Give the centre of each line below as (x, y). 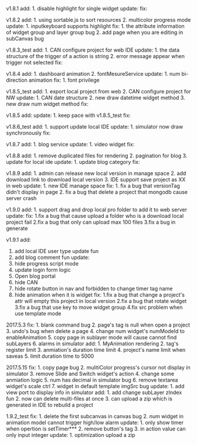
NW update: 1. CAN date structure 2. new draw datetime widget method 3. (96, 97)
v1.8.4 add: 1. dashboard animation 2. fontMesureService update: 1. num (93, 74)
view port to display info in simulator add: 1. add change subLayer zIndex (94, 392)
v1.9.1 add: (18, 240)
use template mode (38, 313)
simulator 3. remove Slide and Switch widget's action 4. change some (90, 374)
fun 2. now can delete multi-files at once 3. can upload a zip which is (89, 398)
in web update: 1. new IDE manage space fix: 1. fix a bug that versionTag (93, 186)
